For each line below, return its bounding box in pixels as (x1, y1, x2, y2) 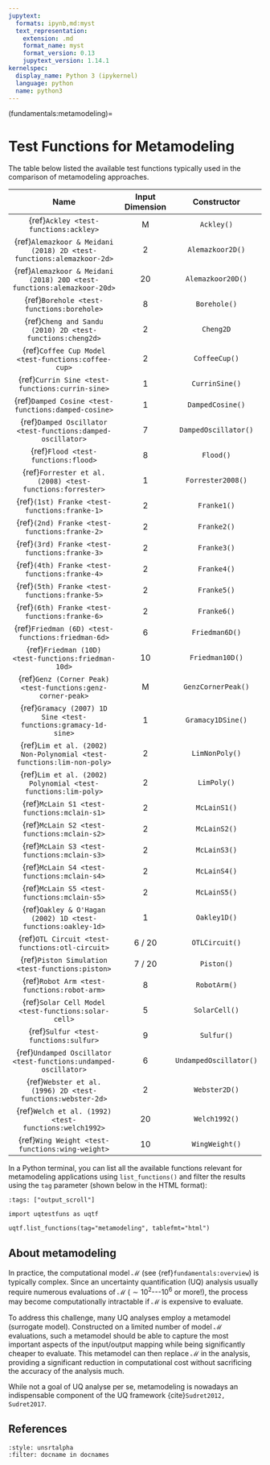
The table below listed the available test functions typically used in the (8, 164, 241, 173)
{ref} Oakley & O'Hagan (22, 904, 106, 915)
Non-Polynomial (20, 750, 79, 759)
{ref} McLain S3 (22, 840, 77, 852)
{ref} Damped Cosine (14, 396, 85, 407)
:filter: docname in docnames (8, 1450, 110, 1459)
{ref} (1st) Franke (16, 496, 83, 508)
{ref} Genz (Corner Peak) (18, 674, 110, 685)
